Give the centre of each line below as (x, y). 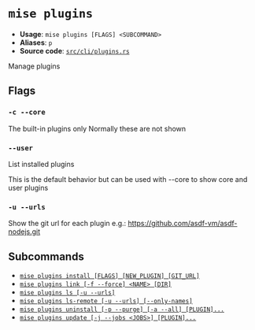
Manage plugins (34, 66)
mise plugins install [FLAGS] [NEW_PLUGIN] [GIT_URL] (109, 276)
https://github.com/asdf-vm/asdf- (183, 224)
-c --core (27, 112)
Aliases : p (36, 43)
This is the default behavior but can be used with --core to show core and (128, 179)
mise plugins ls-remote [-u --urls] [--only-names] (106, 302)
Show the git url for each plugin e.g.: (67, 224)
